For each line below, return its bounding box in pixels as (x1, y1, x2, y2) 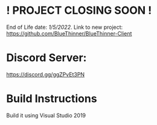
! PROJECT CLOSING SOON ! (6, 4, 152, 17)
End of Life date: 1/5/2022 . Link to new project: (6, 23, 123, 31)
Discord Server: (6, 51, 87, 65)
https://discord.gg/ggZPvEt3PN (6, 70, 85, 78)
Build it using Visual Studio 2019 (6, 112, 86, 119)
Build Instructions (6, 92, 98, 106)
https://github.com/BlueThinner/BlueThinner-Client (6, 29, 132, 37)
